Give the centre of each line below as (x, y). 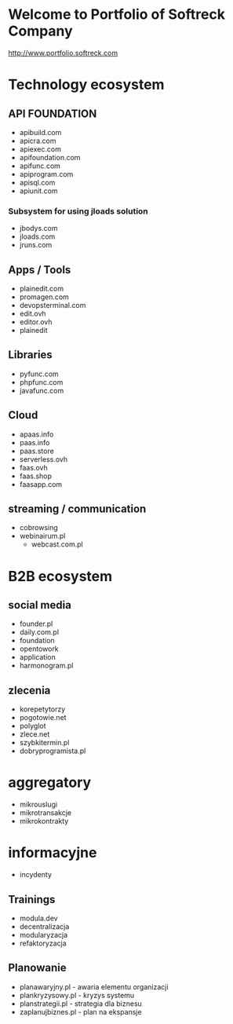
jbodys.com (38, 229)
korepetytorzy (42, 709)
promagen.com (44, 297)
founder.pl (36, 624)
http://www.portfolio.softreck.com (63, 53)
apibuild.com (40, 132)
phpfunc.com (41, 382)
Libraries (30, 355)
